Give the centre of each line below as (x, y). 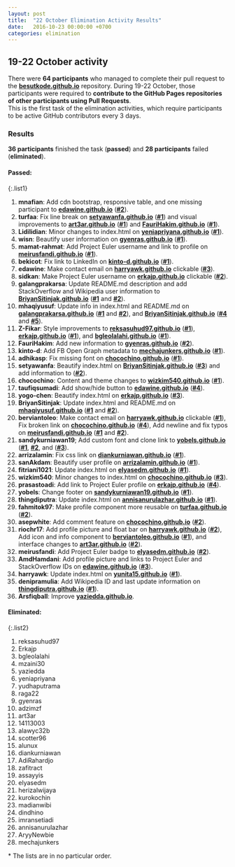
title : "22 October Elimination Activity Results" (85, 20)
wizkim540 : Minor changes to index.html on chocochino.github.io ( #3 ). (123, 477)
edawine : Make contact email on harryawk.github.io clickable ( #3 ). (116, 269)
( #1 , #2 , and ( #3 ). (43, 447)
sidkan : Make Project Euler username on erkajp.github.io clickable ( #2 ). (123, 276)
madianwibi (35, 805)
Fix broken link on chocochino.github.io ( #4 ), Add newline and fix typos (123, 425)
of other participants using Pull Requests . (70, 101)
